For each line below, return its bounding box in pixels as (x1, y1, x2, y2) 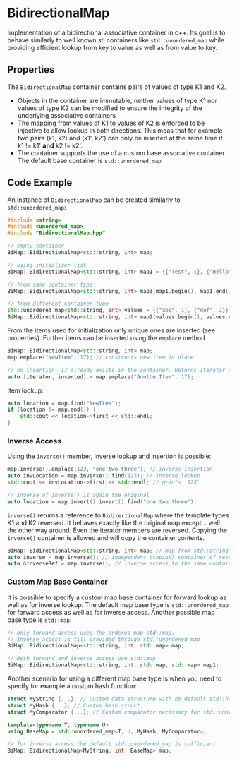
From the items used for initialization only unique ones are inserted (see (7, 326, 216, 335)
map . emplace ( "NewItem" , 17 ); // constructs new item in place (7, 354, 194, 361)
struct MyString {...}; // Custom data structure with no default (7, 695, 207, 703)
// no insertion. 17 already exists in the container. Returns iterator (7, 366, 226, 373)
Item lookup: (7, 386, 44, 395)
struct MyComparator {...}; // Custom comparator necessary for (7, 708, 200, 716)
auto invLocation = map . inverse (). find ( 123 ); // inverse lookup (7, 472, 200, 479)
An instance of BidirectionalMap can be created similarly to (7, 196, 181, 204)
